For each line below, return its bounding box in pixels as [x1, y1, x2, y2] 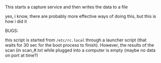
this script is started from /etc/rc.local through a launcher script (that [5, 37, 147, 43]
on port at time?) [5, 52, 38, 58]
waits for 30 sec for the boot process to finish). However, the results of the [5, 42, 154, 48]
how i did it [5, 19, 27, 24]
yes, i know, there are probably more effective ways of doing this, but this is [5, 13, 157, 19]
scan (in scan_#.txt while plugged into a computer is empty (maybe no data [5, 48, 156, 53]
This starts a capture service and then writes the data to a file [5, 4, 128, 10]
